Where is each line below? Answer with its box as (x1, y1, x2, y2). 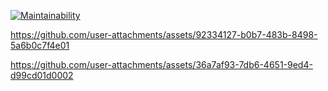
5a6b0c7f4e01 (10, 40, 70, 51)
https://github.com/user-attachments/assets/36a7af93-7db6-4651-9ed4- (10, 59, 313, 70)
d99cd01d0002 (10, 70, 74, 81)
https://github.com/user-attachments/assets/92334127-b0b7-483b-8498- (10, 29, 318, 40)
